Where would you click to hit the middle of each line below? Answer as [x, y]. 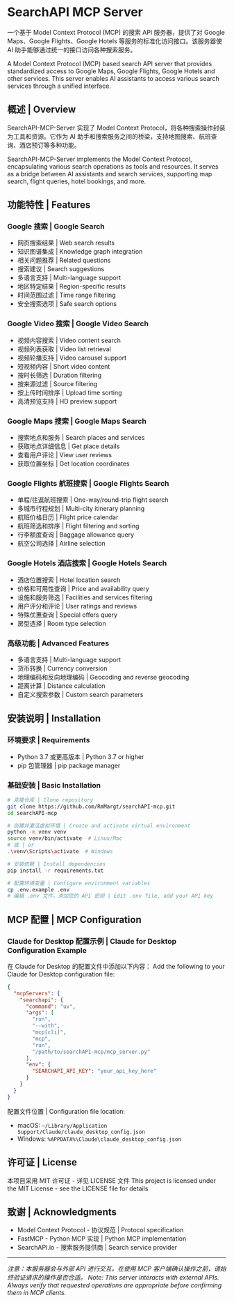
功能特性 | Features [49, 205]
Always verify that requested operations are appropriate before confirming [115, 1285]
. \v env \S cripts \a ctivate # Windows [60, 852]
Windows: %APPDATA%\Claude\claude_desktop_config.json [99, 1139]
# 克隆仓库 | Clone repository [50, 800]
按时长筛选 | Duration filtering [59, 375]
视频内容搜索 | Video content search [69, 340]
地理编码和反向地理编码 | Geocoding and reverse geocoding [103, 677]
